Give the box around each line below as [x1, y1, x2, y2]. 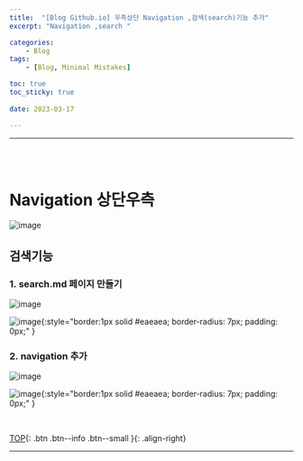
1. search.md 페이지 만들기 [9, 277, 123, 290]
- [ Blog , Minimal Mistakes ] [25, 63, 131, 72]
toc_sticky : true [9, 88, 75, 97]
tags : [9, 55, 30, 64]
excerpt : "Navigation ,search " [9, 22, 131, 31]
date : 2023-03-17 [9, 105, 75, 114]
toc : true [9, 79, 47, 88]
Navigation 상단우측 [9, 189, 155, 210]
